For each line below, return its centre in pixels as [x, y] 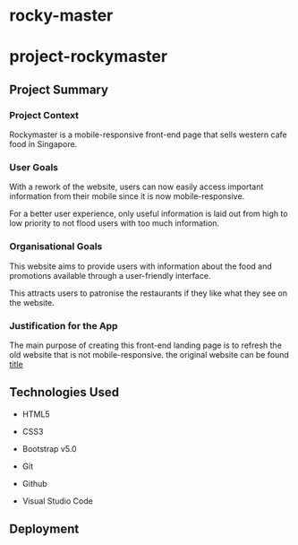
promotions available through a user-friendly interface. [110, 275]
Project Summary [59, 89]
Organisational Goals [56, 247]
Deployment [44, 529]
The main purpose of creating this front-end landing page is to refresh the [145, 345]
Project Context [44, 115]
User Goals [34, 167]
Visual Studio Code [58, 501]
